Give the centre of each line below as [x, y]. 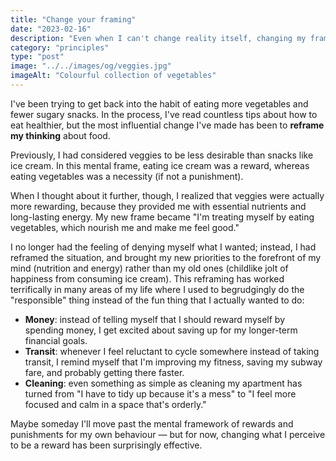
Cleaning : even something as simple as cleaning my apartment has [163, 383]
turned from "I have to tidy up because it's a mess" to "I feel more [160, 393]
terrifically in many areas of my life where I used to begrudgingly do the [157, 289]
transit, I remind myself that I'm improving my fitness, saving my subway [173, 362]
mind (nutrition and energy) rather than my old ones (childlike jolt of [149, 268]
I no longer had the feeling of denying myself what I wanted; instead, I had [163, 247]
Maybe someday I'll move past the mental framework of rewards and [152, 423]
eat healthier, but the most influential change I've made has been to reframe [167, 125]
